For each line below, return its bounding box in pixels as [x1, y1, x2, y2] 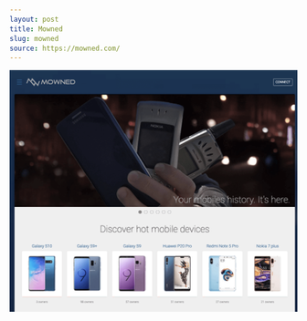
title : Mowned [9, 24, 64, 34]
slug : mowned [9, 34, 59, 43]
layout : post [9, 15, 59, 24]
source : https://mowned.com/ [9, 44, 121, 53]
